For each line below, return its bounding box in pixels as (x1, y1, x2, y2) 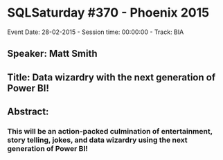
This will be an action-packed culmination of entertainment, (7, 127, 213, 136)
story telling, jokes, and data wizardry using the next (7, 135, 188, 145)
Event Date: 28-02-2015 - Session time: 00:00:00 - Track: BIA (7, 28, 184, 36)
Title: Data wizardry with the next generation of (7, 71, 216, 83)
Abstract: (7, 106, 49, 118)
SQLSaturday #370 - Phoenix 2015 (7, 5, 210, 21)
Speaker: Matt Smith (7, 48, 98, 60)
